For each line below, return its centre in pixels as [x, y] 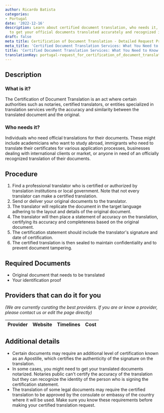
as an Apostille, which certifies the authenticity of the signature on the [82, 358]
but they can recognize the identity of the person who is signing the [80, 379]
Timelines [69, 324]
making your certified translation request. [54, 405]
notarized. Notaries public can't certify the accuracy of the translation [82, 374]
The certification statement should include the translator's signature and [85, 233]
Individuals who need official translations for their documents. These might [80, 138]
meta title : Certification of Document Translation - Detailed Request [79, 41]
